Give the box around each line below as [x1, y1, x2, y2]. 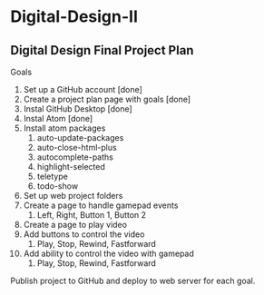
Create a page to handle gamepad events [23, 200, 179, 211]
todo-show [36, 181, 79, 192]
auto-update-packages [36, 133, 124, 143]
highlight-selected [36, 162, 105, 172]
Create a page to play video [23, 220, 128, 230]
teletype [36, 171, 69, 182]
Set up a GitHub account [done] [23, 84, 143, 94]
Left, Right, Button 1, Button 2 [36, 210, 147, 220]
